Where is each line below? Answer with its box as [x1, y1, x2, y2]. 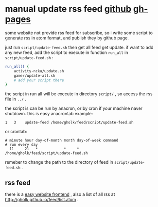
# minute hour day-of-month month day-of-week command [5, 138, 119, 143]
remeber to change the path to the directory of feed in [5, 159, 113, 165]
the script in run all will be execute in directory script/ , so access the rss [5, 91, 153, 97]
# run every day [5, 142, 38, 147]
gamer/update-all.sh [14, 73, 55, 78]
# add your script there [14, 78, 64, 83]
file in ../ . [5, 96, 27, 102]
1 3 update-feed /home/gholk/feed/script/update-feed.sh [5, 120, 134, 125]
